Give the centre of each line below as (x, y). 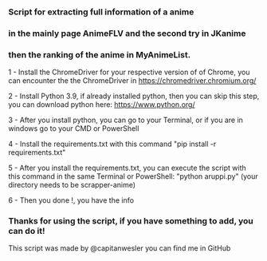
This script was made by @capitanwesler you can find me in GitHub (120, 248)
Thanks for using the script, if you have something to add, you (131, 221)
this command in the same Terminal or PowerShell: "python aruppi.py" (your (133, 176)
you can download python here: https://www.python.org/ (102, 105)
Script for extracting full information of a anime (101, 12)
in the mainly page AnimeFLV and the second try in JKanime (127, 33)
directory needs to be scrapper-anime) (72, 185)
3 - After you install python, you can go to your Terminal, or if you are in (126, 120)
